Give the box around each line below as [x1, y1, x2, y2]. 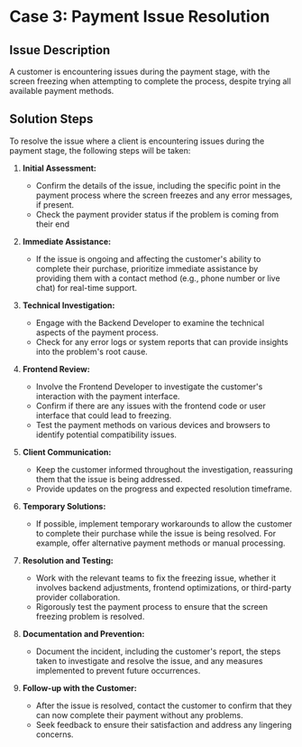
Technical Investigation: [22, 300, 115, 311]
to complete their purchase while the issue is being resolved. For [35, 528, 277, 538]
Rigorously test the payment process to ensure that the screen [35, 601, 269, 612]
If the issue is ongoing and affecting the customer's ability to [35, 253, 261, 264]
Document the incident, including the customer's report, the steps [35, 646, 281, 657]
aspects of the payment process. [35, 327, 160, 338]
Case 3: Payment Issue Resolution [9, 6, 270, 27]
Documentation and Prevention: [22, 628, 145, 639]
